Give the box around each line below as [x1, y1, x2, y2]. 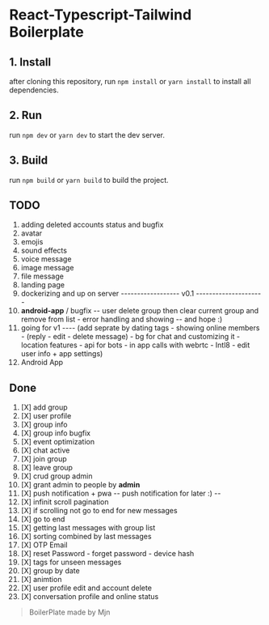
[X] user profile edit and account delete [20, 583, 153, 593]
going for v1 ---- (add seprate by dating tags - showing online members [20, 323, 260, 333]
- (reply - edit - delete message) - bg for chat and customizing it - [20, 332, 241, 342]
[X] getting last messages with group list [20, 523, 156, 533]
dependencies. [9, 85, 59, 95]
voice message [20, 254, 72, 264]
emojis [20, 237, 44, 247]
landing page [20, 280, 65, 290]
